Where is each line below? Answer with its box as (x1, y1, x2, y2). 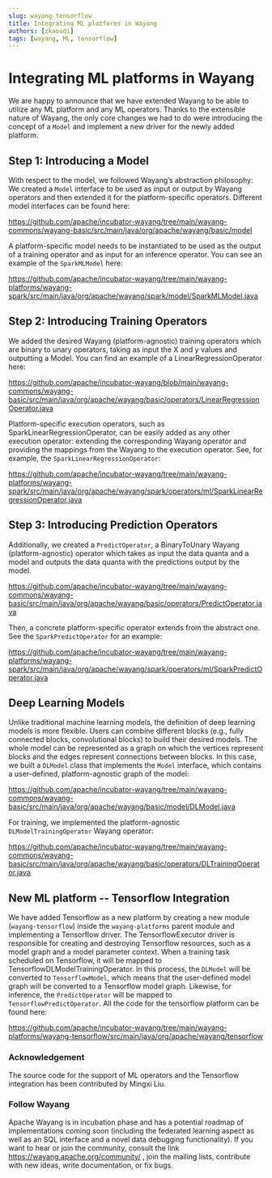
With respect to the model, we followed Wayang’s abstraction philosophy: (8, 176, 253, 184)
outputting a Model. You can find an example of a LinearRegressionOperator (8, 353, 263, 362)
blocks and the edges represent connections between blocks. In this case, (8, 752, 257, 761)
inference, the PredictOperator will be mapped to (8, 990, 172, 1000)
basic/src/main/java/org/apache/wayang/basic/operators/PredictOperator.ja (8, 598, 263, 608)
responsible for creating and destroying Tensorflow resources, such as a (8, 939, 251, 948)
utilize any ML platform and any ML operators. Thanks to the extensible (8, 104, 246, 114)
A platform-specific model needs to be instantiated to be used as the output (8, 241, 261, 251)
